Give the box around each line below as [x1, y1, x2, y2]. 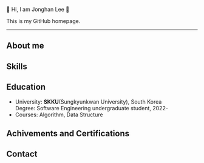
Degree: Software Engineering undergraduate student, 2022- [15, 104, 169, 111]
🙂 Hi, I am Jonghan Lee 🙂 [6, 6, 70, 13]
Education [6, 82, 46, 92]
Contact [6, 149, 38, 159]
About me [6, 41, 44, 51]
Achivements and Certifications [6, 128, 129, 139]
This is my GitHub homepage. [6, 18, 81, 24]
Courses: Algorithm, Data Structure [15, 111, 103, 118]
